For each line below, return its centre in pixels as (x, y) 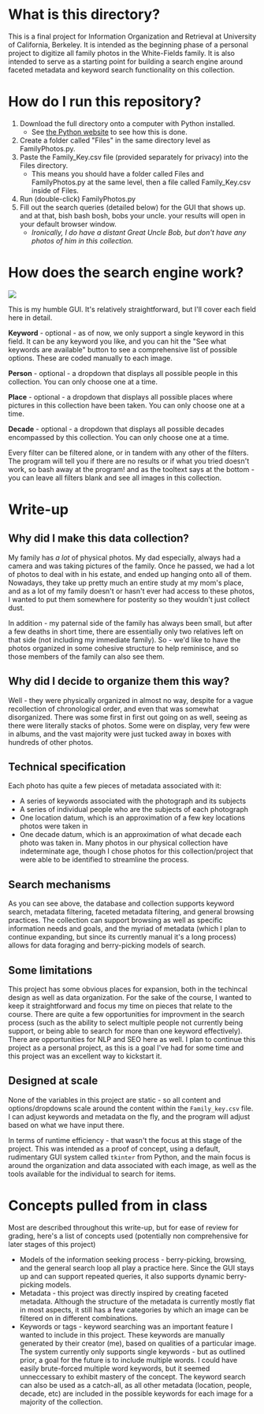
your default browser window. (68, 224)
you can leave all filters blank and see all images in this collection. (115, 478)
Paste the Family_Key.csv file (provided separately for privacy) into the (134, 157)
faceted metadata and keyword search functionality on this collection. (121, 69)
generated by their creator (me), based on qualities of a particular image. (138, 1343)
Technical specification (67, 767)
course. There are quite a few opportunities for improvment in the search (126, 1014)
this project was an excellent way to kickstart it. (85, 1056)
